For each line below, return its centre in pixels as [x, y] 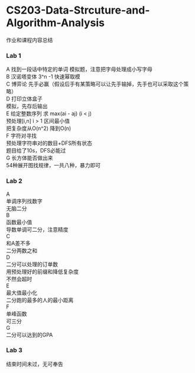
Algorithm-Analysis [56, 23]
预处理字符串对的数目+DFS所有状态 [49, 143]
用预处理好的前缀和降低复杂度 [42, 271]
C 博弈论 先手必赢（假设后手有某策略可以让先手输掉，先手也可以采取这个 [95, 84]
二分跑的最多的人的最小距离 [40, 300]
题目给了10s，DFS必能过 [36, 151]
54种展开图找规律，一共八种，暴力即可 [53, 166]
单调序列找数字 [24, 201]
